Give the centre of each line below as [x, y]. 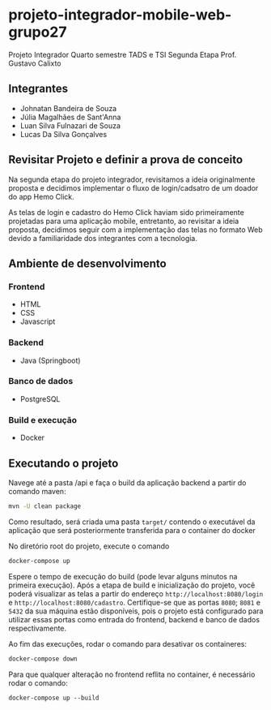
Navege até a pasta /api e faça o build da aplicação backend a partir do [127, 482]
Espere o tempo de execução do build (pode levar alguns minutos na [123, 576]
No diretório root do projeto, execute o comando [89, 546]
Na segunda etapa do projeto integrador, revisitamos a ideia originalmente [132, 179]
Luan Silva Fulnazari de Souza [70, 125]
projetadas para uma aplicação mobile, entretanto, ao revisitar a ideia [124, 221]
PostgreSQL [40, 398]
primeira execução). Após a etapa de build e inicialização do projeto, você [132, 585]
